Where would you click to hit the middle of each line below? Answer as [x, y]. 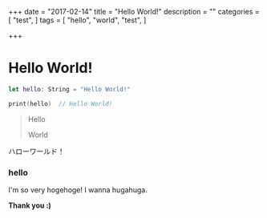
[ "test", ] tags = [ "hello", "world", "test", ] [77, 20]
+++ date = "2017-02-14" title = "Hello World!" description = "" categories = [134, 12]
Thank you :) [30, 205]
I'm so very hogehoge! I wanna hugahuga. [78, 190]
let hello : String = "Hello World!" [69, 89]
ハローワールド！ [36, 151]
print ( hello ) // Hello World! [61, 103]
